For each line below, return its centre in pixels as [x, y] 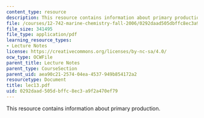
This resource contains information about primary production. [83, 108]
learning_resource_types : [39, 40]
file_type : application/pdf [42, 35]
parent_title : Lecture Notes [43, 63]
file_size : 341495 [29, 29]
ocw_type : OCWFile [29, 57]
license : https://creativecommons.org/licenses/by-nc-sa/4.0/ [87, 52]
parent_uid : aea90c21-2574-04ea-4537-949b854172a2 [72, 74]
